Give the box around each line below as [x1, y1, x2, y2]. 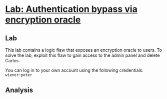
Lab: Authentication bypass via [5, 3, 137, 15]
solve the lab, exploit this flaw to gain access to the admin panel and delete [5, 52, 160, 58]
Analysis [5, 86, 33, 95]
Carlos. [5, 58, 20, 63]
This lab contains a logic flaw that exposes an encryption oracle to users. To [5, 47, 162, 53]
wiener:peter [5, 73, 32, 78]
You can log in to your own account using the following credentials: [5, 67, 143, 73]
